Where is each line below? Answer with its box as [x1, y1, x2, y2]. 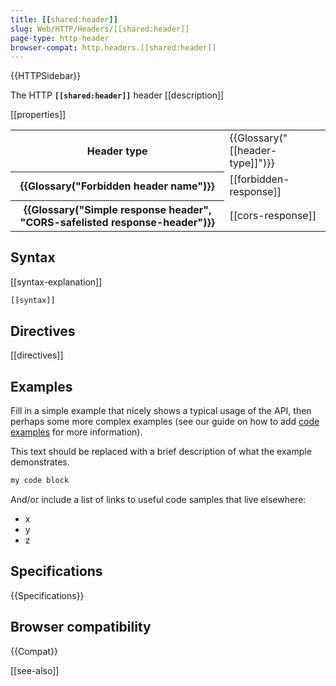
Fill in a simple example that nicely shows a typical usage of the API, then [10, 405, 312, 417]
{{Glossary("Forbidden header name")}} [19, 179, 215, 193]
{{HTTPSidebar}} [10, 70, 82, 82]
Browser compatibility [10, 619, 152, 636]
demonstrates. [10, 456, 70, 468]
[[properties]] [10, 109, 67, 121]
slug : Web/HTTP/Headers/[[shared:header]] [10, 24, 190, 34]
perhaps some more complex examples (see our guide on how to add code [10, 416, 320, 428]
